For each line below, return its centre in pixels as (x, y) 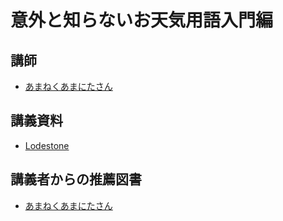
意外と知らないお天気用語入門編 (142, 20)
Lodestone (47, 145)
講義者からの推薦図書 (76, 179)
